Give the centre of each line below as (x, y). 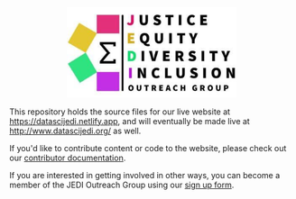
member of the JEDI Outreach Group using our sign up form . (122, 185)
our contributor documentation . (68, 158)
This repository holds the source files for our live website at (120, 112)
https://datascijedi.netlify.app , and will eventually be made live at (129, 121)
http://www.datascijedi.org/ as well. (75, 131)
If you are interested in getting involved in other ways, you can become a (145, 175)
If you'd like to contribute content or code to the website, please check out (148, 148)
